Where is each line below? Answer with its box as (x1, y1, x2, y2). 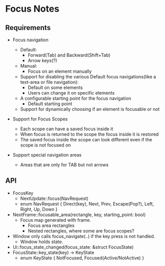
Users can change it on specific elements (27, 90, 115, 96)
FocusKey (12, 190, 34, 196)
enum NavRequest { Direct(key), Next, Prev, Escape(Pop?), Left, (20, 200, 154, 206)
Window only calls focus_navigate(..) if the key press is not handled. (12, 233, 155, 239)
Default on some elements (27, 84, 83, 91)
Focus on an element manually (27, 68, 92, 74)
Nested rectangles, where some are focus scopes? (27, 227, 135, 234)
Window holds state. (20, 239, 63, 245)
